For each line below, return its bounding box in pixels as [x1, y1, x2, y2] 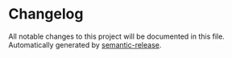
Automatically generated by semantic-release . [8, 39, 162, 49]
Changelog [8, 5, 84, 23]
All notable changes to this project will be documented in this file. [8, 31, 226, 41]
